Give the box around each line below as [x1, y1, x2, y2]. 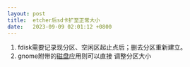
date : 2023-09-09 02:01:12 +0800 [7, 23, 112, 30]
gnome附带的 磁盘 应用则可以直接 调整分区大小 [17, 52, 152, 60]
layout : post [7, 10, 46, 17]
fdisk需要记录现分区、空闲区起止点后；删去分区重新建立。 [17, 43, 187, 52]
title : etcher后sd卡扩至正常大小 [7, 17, 100, 24]
